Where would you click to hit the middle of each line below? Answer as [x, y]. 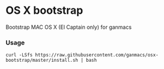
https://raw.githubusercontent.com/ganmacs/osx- [97, 55]
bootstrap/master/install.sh [42, 61]
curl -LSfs [19, 55]
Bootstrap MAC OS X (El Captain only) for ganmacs [69, 27]
